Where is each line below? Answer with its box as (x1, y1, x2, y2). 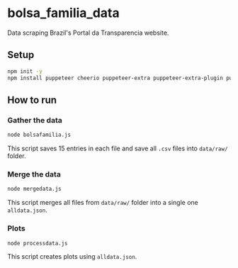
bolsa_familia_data (7, 5, 120, 21)
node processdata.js (7, 240, 69, 247)
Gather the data (7, 115, 62, 125)
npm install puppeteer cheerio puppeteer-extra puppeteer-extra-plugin (7, 74, 223, 82)
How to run (7, 94, 57, 106)
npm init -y (7, 67, 42, 75)
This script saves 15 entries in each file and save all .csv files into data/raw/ (7, 144, 228, 153)
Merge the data (7, 169, 62, 179)
